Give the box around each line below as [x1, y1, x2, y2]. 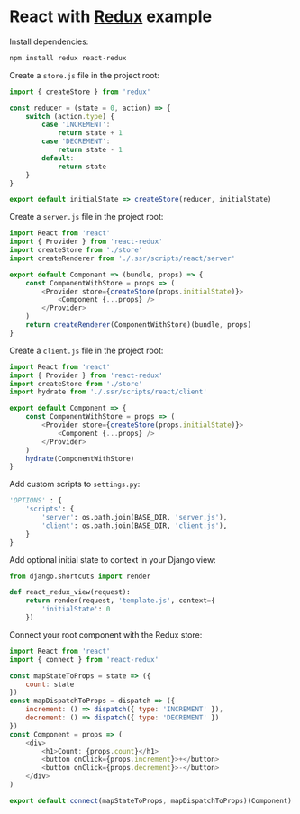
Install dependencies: [9, 36, 89, 47]
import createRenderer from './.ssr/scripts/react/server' [9, 254, 236, 263]
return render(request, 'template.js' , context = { [25, 596, 216, 605]
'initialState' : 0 [41, 605, 111, 614]
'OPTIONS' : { [9, 496, 63, 505]
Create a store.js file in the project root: [9, 69, 160, 80]
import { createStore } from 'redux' [9, 87, 151, 96]
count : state [25, 680, 75, 689]
